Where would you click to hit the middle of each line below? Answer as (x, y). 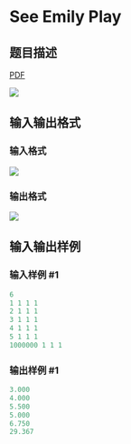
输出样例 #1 (34, 370)
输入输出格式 (45, 123)
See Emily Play (65, 17)
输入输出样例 (45, 247)
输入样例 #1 (34, 275)
